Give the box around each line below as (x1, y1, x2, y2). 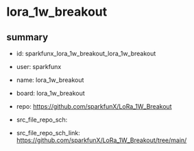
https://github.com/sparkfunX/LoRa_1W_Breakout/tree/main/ (16, 136, 187, 144)
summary (6, 31, 49, 43)
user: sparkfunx (16, 63, 62, 70)
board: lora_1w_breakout (16, 90, 85, 97)
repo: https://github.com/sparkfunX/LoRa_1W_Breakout (16, 102, 172, 110)
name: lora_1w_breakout (16, 76, 84, 84)
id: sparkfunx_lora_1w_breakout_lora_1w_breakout (16, 49, 156, 57)
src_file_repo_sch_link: (16, 129, 80, 137)
